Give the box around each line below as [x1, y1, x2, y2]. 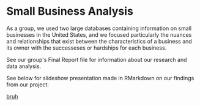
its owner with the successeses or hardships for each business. [6, 44, 167, 51]
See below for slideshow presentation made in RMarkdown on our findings [6, 74, 194, 81]
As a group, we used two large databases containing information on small [6, 25, 191, 32]
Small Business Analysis [6, 4, 133, 18]
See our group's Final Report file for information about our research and [6, 56, 188, 63]
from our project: [6, 81, 49, 88]
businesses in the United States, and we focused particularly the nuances [6, 31, 192, 38]
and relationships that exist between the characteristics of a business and [6, 37, 193, 45]
